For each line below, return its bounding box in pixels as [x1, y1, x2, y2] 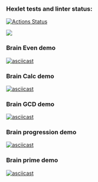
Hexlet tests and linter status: [6, 5, 93, 13]
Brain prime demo [6, 156, 58, 164]
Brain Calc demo [6, 72, 54, 80]
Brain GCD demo [6, 100, 55, 108]
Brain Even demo [6, 44, 56, 52]
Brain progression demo [6, 128, 77, 137]
